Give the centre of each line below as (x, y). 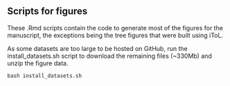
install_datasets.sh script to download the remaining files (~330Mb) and (110, 56)
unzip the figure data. (38, 63)
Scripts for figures (47, 11)
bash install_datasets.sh (44, 76)
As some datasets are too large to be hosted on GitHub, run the (98, 48)
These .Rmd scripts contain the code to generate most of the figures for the (115, 28)
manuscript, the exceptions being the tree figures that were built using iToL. (115, 35)
